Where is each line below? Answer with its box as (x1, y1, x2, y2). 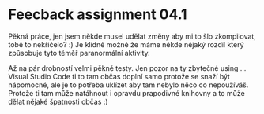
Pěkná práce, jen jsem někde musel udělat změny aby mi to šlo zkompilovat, (8, 31, 257, 41)
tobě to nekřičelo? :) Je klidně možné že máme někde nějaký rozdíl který (8, 39, 244, 49)
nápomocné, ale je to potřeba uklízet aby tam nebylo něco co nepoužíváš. (8, 80, 249, 90)
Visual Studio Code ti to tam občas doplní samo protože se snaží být (8, 72, 231, 81)
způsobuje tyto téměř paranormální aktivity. (8, 48, 150, 57)
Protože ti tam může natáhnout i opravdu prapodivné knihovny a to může (8, 88, 245, 97)
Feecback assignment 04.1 (8, 6, 187, 24)
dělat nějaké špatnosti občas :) (8, 97, 108, 106)
